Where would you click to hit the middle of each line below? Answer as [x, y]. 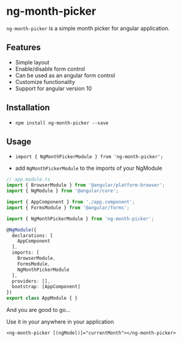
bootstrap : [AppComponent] [46, 287]
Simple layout [32, 62]
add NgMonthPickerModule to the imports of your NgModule [89, 168]
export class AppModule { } [42, 298]
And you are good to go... [38, 310]
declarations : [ [32, 235]
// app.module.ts [28, 180]
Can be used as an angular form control [65, 75]
